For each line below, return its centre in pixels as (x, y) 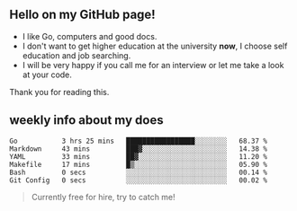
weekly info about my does (86, 120)
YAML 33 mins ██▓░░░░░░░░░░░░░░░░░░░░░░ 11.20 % (139, 156)
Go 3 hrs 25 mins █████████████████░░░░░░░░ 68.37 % (139, 141)
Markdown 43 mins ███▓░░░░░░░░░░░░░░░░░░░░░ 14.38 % (139, 149)
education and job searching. (76, 55)
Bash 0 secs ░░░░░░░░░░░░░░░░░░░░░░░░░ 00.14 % (139, 172)
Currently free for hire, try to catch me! (103, 197)
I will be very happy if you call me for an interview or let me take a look (153, 65)
